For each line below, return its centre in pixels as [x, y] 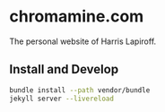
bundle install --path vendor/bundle [80, 90]
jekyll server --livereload [62, 99]
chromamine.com [77, 17]
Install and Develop [64, 69]
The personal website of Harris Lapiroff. [83, 41]
